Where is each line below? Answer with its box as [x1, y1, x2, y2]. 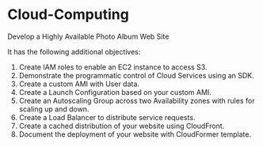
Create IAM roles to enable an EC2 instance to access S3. [18, 62, 208, 72]
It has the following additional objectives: [7, 47, 141, 56]
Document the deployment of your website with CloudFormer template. [18, 129, 251, 139]
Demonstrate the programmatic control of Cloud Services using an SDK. [18, 70, 254, 80]
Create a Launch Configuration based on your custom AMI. [18, 87, 212, 96]
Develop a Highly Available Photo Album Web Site [7, 32, 170, 41]
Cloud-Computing [7, 6, 130, 24]
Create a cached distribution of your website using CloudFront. [18, 121, 225, 130]
